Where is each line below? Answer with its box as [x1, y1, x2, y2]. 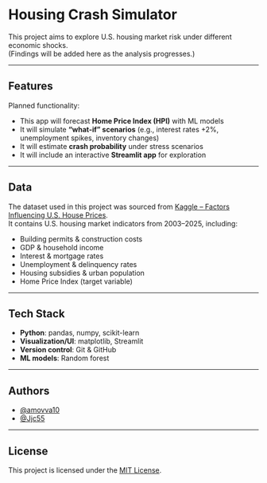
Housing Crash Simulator [8, 6, 177, 24]
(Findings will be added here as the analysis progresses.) [8, 49, 195, 58]
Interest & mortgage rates [19, 251, 104, 261]
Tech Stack [8, 307, 65, 320]
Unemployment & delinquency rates [19, 259, 137, 269]
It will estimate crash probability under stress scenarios [19, 141, 204, 151]
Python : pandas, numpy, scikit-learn [19, 328, 140, 338]
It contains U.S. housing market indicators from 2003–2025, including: [8, 218, 238, 228]
